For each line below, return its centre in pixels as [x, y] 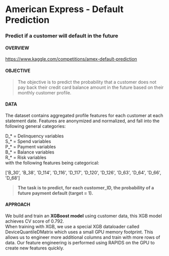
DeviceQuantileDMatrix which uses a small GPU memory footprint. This [79, 232]
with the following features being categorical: [52, 163]
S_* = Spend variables [28, 141]
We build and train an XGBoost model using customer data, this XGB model [84, 216]
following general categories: [36, 126]
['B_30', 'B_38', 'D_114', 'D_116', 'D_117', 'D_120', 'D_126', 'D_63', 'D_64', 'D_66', [83, 172]
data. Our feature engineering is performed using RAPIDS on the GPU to [80, 242]
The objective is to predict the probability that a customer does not [87, 82]
